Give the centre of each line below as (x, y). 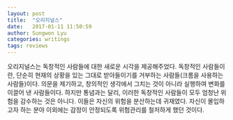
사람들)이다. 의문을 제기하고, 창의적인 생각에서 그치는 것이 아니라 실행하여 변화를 (116, 84)
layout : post (26, 14)
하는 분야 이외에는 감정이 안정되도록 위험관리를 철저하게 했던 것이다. (112, 110)
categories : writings (39, 40)
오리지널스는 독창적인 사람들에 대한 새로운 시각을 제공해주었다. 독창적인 (104, 66)
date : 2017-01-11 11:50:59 (50, 26)
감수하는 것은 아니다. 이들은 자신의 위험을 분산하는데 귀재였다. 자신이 (113, 101)
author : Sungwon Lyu (37, 33)
